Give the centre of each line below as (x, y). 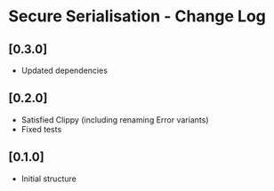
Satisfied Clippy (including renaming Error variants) (115, 119)
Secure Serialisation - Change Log (137, 16)
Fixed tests (41, 129)
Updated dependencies (64, 70)
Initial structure (48, 179)
